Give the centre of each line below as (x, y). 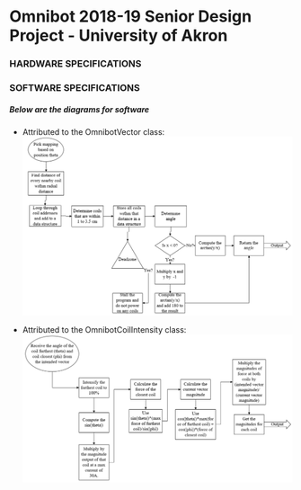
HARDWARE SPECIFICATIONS (75, 64)
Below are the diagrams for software (80, 109)
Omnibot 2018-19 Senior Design (131, 17)
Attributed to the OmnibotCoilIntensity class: (104, 330)
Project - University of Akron (119, 36)
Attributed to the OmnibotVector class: (93, 132)
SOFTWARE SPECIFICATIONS (75, 88)
